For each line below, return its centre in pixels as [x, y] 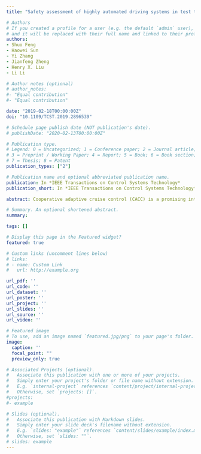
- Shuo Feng [21, 45]
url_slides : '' [25, 309]
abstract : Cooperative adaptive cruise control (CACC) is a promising [96, 199]
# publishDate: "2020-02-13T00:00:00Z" [56, 133]
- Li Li [16, 73]
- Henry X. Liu [25, 67]
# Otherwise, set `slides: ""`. [49, 436]
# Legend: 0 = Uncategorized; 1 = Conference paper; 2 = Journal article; [101, 150]
